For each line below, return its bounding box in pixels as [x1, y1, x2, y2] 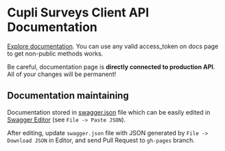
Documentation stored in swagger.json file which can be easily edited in [7, 108, 211, 116]
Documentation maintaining [7, 90, 129, 102]
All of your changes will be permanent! [7, 70, 117, 78]
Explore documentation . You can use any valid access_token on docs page [7, 42, 219, 50]
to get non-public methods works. [7, 49, 104, 58]
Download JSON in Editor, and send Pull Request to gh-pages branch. [7, 136, 196, 144]
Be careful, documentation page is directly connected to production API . [7, 62, 215, 71]
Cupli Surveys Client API [7, 5, 150, 21]
